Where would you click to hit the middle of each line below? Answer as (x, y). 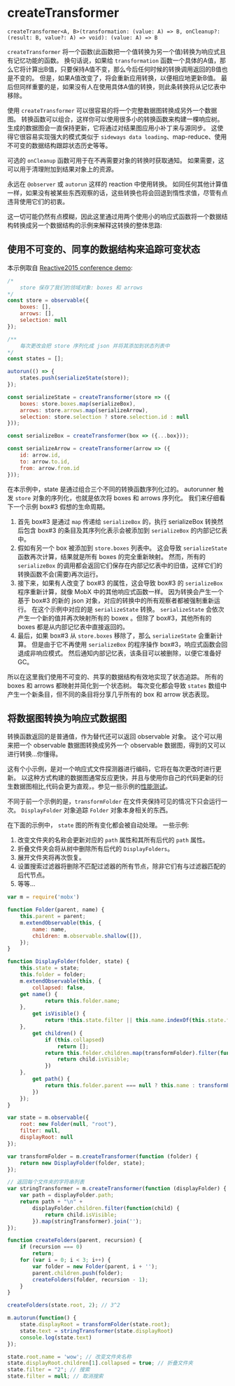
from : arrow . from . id (50, 468)
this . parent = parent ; (53, 917)
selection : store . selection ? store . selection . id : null (105, 417)
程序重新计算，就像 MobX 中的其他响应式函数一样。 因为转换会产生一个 (120, 591)
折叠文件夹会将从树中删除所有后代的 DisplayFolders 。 (95, 849)
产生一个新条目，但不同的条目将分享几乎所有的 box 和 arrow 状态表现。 (110, 694)
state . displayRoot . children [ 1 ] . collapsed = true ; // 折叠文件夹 (100, 1363)
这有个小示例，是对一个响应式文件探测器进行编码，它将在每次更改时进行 (111, 769)
